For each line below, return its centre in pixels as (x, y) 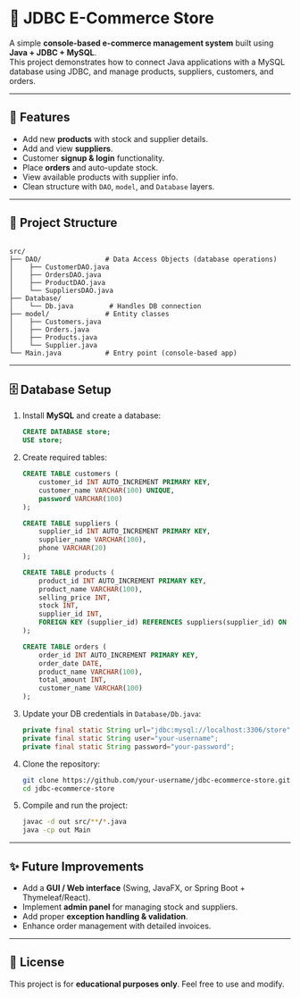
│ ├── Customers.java (55, 322)
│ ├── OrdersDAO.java (55, 275)
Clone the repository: (61, 764)
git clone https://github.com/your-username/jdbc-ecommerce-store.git (156, 780)
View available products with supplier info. (100, 177)
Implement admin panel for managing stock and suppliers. (130, 907)
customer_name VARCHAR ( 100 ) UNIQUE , (107, 491)
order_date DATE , (71, 663)
